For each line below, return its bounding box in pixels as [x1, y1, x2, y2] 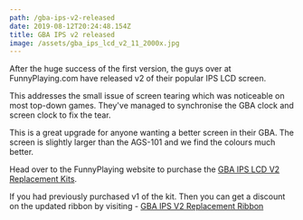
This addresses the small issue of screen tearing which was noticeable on [9, 91, 285, 101]
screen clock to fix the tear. [9, 110, 111, 120]
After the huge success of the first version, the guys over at [9, 63, 232, 74]
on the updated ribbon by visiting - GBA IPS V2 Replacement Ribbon [9, 201, 264, 212]
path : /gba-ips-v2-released [9, 13, 116, 23]
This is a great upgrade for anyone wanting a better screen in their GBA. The [9, 128, 294, 139]
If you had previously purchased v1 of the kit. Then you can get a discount [9, 191, 286, 202]
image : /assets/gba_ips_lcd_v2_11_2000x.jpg [9, 38, 180, 48]
